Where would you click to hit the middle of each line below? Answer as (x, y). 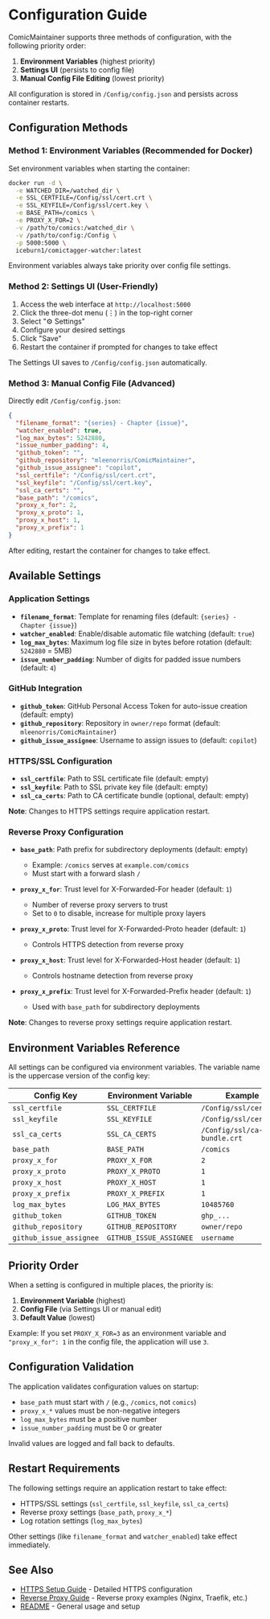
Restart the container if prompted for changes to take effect (119, 347)
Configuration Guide (78, 15)
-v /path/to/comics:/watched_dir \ (75, 228)
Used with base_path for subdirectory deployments (116, 1007)
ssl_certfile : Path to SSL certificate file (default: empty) (114, 779)
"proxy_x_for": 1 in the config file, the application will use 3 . (108, 1342)
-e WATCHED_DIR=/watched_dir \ (68, 191)
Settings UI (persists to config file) (77, 69)
